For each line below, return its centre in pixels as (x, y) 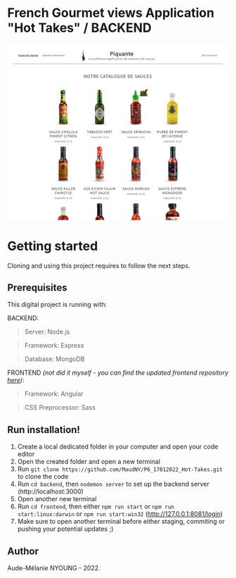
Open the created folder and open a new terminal (88, 462)
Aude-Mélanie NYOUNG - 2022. (54, 567)
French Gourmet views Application (111, 13)
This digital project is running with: (57, 305)
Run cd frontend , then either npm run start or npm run (96, 507)
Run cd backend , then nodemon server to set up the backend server (113, 484)
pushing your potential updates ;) (65, 529)
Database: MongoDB (54, 359)
